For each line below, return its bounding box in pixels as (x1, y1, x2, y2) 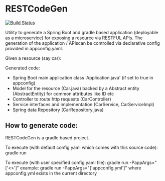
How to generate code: (5, 121, 78, 130)
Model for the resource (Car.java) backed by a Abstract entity (12, 85, 139, 91)
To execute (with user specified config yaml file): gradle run (5, 159, 129, 165)
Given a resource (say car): (5, 55, 62, 61)
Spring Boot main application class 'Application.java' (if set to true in (12, 74, 153, 80)
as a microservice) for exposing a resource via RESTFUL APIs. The (5, 35, 143, 41)
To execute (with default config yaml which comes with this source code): (5, 144, 158, 150)
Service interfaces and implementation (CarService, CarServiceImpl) (12, 101, 154, 107)
